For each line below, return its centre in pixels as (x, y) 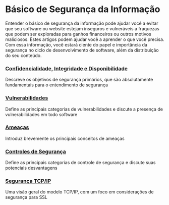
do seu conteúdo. (23, 55)
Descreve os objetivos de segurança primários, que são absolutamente (79, 80)
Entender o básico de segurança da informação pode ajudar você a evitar (82, 23)
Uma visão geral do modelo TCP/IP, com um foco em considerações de (79, 192)
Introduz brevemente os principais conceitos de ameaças (65, 138)
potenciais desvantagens (31, 168)
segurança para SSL (26, 197)
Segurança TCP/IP (28, 181)
